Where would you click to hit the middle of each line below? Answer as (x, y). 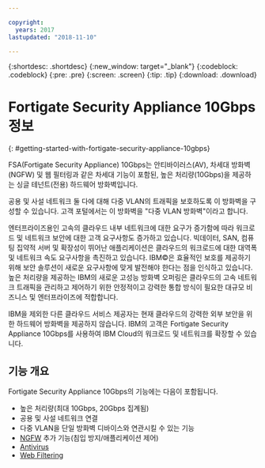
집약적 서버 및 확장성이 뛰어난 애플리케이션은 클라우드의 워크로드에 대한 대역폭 (137, 248)
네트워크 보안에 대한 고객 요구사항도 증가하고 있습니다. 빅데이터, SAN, (132, 238)
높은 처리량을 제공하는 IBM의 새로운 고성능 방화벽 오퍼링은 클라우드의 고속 (122, 277)
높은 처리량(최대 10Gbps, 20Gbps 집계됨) (84, 409)
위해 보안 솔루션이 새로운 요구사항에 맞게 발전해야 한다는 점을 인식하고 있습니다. (131, 268)
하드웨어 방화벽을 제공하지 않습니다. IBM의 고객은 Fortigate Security (123, 324)
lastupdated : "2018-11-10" (53, 37)
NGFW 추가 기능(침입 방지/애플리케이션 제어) (89, 438)
